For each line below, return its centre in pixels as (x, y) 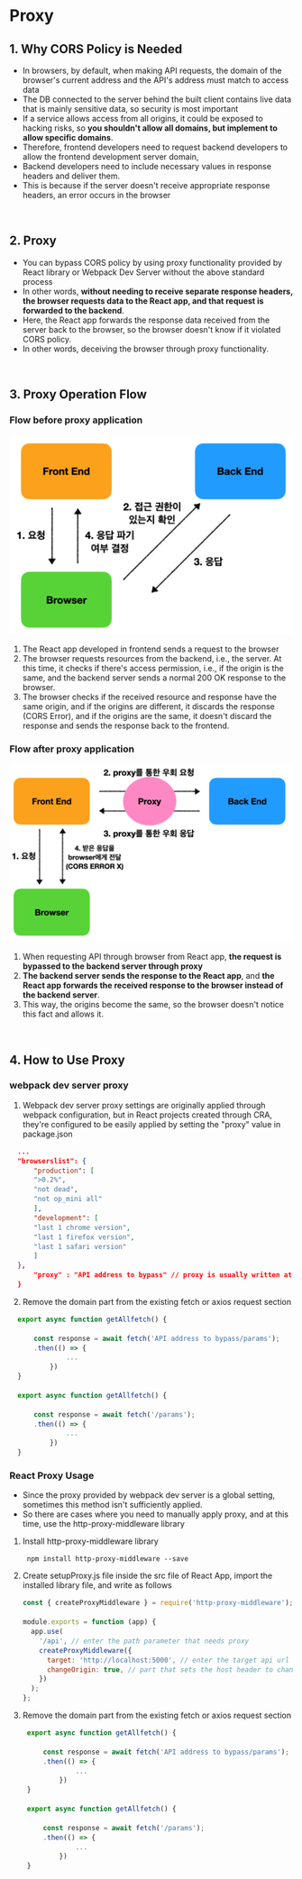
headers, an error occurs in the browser (96, 195)
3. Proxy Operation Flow (78, 394)
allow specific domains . (68, 137)
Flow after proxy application (72, 749)
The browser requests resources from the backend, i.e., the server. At (152, 658)
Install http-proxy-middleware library (91, 1541)
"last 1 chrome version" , (82, 1227)
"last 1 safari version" (80, 1246)
